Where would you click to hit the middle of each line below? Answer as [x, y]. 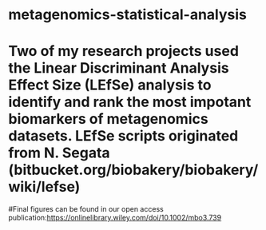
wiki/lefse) [44, 187]
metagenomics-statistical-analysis [128, 15]
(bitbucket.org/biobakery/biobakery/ [133, 170]
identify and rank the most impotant [130, 102]
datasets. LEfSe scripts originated [123, 136]
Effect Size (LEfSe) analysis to [110, 85]
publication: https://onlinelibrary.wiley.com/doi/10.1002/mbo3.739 [115, 218]
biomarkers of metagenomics [109, 119]
